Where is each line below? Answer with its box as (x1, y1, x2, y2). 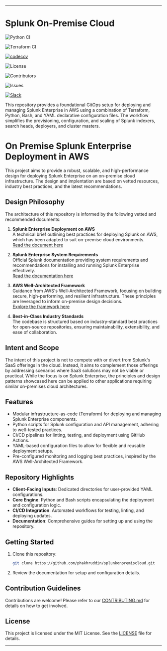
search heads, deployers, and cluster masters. (5, 123, 100, 129)
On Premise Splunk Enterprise (5, 141, 132, 152)
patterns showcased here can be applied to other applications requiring (5, 378, 152, 384)
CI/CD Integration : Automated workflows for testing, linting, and (12, 507, 144, 513)
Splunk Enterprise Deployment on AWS (12, 226, 95, 232)
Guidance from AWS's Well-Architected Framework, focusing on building (12, 288, 162, 294)
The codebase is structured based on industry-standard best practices (12, 319, 158, 325)
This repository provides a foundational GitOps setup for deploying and (5, 102, 151, 108)
